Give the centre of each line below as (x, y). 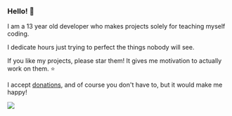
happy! (17, 92)
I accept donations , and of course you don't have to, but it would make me (115, 85)
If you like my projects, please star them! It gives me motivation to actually (115, 61)
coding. (18, 34)
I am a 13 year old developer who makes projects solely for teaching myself (116, 27)
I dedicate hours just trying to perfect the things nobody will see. (101, 48)
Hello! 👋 (21, 11)
